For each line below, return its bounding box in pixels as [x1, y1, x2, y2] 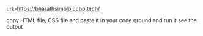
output [6, 23, 23, 30]
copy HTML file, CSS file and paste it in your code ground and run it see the [6, 17, 197, 23]
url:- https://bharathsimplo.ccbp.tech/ [6, 5, 100, 12]
